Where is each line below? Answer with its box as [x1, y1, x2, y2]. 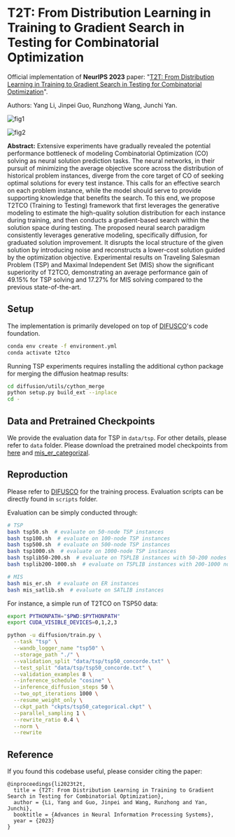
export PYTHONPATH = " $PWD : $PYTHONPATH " [7, 613, 120, 620]
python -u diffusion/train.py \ [7, 631, 101, 639]
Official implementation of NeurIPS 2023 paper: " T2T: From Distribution [7, 72, 215, 81]
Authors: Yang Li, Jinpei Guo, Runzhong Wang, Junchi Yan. [7, 101, 178, 109]
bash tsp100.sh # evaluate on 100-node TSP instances [7, 535, 171, 542]
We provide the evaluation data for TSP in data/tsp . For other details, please [7, 434, 227, 442]
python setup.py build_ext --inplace [7, 389, 117, 396]
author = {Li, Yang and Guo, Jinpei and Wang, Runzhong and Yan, [13, 799, 208, 806]
